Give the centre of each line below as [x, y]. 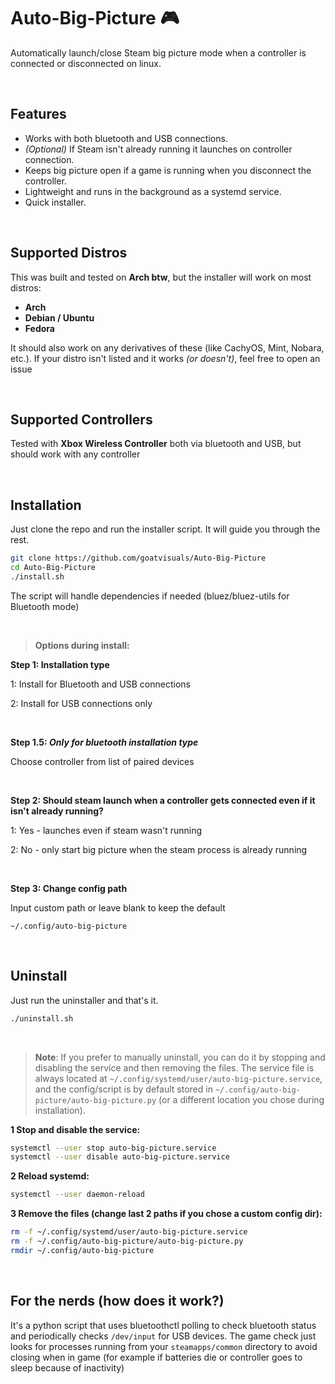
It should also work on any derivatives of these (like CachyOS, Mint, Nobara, [167, 347]
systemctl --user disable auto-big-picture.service [120, 1157]
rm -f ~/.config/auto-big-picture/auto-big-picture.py [127, 1241]
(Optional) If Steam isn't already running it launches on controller [158, 149]
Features [38, 114]
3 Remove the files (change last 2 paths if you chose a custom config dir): [166, 1214]
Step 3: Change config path [69, 888]
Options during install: [82, 645]
